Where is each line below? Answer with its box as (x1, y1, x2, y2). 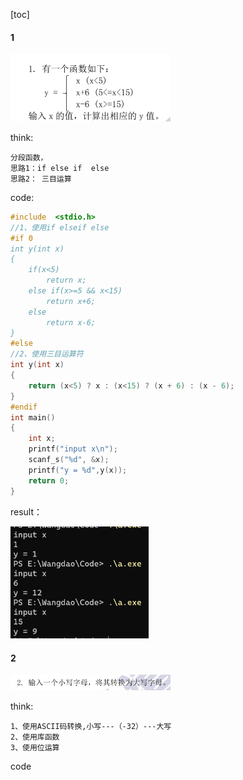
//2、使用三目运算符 (10, 349, 84, 359)
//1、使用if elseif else (10, 222, 110, 233)
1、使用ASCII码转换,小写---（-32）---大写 (10, 722, 172, 732)
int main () (10, 412, 56, 423)
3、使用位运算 (10, 743, 60, 753)
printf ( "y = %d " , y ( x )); (28, 465, 128, 475)
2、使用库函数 (10, 732, 60, 743)
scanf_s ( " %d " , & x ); (28, 455, 110, 465)
